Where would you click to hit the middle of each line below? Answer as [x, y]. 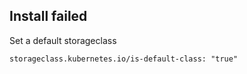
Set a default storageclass [63, 40]
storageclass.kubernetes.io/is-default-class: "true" [124, 59]
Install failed [48, 16]
